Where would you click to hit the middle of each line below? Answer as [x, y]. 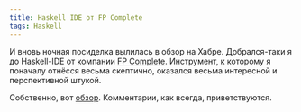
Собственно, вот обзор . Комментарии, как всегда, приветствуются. [141, 97]
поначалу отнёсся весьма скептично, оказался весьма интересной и [143, 70]
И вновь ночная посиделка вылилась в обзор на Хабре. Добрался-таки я [151, 51]
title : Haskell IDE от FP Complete [76, 17]
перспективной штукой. [55, 80]
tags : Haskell [36, 26]
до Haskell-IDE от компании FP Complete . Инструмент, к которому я [140, 61]
